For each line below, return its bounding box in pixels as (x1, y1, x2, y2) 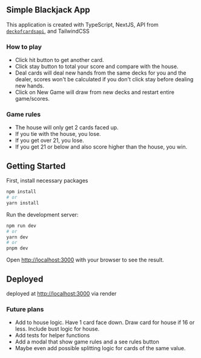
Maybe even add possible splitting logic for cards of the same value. (15, 345, 186, 352)
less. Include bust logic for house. (15, 325, 100, 333)
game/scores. (15, 95, 50, 103)
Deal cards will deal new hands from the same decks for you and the (15, 69, 186, 76)
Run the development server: (6, 211, 79, 218)
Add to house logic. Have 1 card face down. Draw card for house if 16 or (15, 319, 195, 326)
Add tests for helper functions (15, 332, 90, 339)
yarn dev (6, 234, 28, 240)
